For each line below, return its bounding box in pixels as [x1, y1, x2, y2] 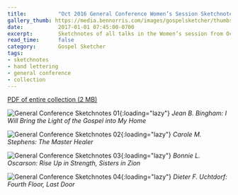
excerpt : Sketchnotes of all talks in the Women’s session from [7, 30, 223, 37]
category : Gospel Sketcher [7, 43, 106, 50]
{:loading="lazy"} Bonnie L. [120, 151, 200, 160]
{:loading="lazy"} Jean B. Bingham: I [119, 109, 227, 117]
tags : [7, 50, 23, 57]
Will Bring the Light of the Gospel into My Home [7, 117, 147, 125]
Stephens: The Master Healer [7, 138, 93, 146]
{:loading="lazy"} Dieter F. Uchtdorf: [120, 172, 228, 181]
